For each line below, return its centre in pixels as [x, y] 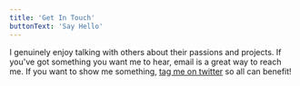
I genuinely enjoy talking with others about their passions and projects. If [145, 52]
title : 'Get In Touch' [52, 18]
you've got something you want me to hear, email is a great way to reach [145, 62]
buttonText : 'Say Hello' [56, 26]
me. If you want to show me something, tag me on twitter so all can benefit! [151, 71]
